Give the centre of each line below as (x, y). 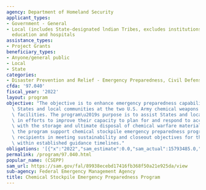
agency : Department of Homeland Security (60, 12)
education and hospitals (44, 35)
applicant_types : (29, 18)
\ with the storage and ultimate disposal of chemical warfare (94, 126)
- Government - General (37, 23)
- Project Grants (29, 47)
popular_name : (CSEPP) (35, 160)
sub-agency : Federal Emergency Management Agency (71, 172)
